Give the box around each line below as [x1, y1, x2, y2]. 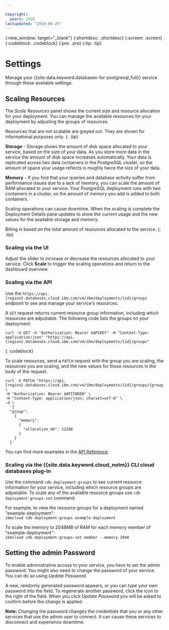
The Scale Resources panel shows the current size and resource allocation [5, 108, 160, 114]
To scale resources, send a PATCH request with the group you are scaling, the [5, 358, 164, 364]
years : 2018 [10, 16, 35, 22]
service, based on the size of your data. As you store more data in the [5, 149, 150, 155]
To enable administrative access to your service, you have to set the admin [5, 562, 160, 568]
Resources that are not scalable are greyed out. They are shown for [5, 128, 145, 134]
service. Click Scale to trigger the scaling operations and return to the [5, 261, 150, 267]
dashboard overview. [5, 266, 49, 272]
